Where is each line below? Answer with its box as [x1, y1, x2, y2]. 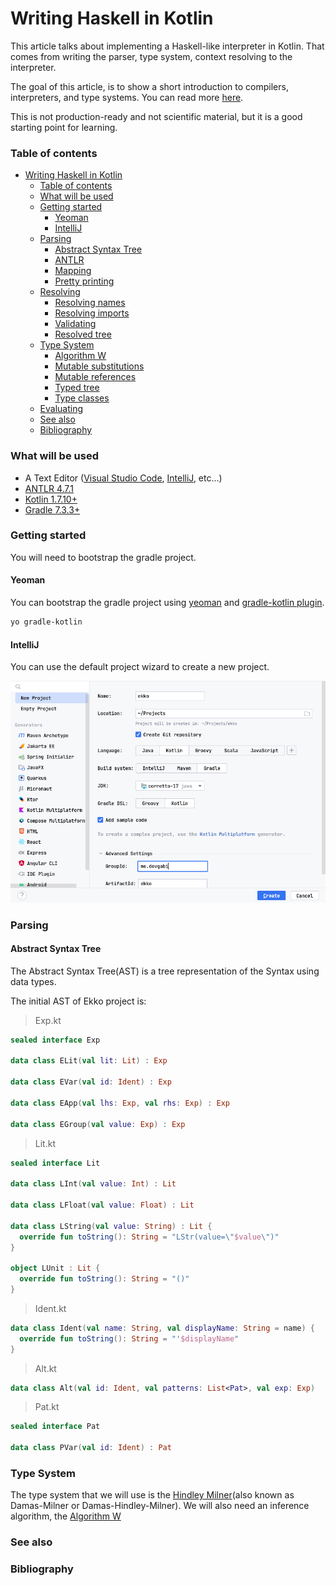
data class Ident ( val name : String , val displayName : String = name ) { [10, 1323, 316, 1333]
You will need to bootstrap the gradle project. [10, 551, 197, 563]
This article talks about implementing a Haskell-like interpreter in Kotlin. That [10, 40, 325, 52]
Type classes [54, 392, 110, 404]
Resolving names [54, 297, 126, 309]
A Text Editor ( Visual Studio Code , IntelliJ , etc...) [24, 472, 223, 484]
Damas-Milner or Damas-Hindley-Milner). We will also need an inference [10, 1500, 310, 1512]
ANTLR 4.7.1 [24, 482, 75, 494]
